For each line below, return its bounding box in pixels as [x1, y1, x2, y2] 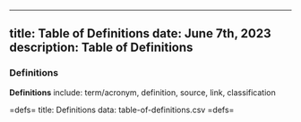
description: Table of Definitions [9, 40, 193, 55]
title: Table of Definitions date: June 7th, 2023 [9, 26, 271, 41]
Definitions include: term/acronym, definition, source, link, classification [9, 86, 276, 98]
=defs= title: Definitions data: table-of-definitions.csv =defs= [9, 104, 235, 115]
